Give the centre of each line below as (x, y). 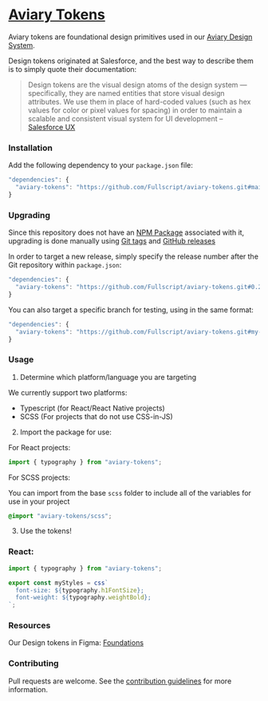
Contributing (33, 663)
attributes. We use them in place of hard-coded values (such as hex (139, 101)
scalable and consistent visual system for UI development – (125, 118)
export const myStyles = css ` (59, 583)
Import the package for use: (65, 432)
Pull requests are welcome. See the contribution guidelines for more (120, 681)
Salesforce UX (51, 127)
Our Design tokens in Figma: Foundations (76, 643)
